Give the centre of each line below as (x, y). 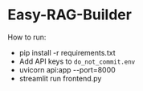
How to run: (27, 37)
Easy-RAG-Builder (69, 15)
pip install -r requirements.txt (67, 52)
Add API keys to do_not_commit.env (77, 61)
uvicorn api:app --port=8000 (67, 69)
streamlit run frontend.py (60, 78)
